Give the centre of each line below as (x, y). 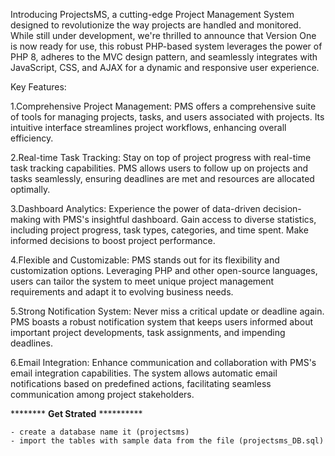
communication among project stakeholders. (102, 394)
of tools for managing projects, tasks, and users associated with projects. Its (167, 117)
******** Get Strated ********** (76, 413)
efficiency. (32, 138)
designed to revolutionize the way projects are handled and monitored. (156, 25)
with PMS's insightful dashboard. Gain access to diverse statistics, (179, 219)
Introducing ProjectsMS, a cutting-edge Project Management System (152, 14)
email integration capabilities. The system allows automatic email (144, 373)
